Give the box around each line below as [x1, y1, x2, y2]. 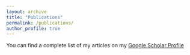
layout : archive [6, 8, 47, 15]
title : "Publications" [6, 14, 63, 20]
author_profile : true [6, 25, 61, 32]
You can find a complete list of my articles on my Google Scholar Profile [6, 42, 185, 49]
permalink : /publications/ [6, 20, 74, 26]
